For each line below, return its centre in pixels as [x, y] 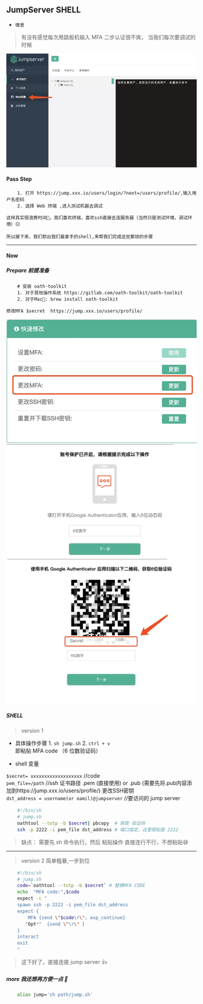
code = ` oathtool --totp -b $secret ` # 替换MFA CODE [81, 886]
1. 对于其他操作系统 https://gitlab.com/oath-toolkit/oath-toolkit [100, 293]
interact [28, 937]
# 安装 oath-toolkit [42, 287]
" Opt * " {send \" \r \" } [55, 924]
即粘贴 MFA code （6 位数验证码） [58, 751]
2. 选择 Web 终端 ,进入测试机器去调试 [60, 206]
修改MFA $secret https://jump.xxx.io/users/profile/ [75, 311]
